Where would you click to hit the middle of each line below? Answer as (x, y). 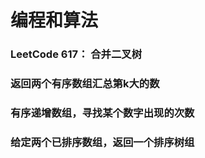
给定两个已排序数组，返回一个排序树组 (102, 142)
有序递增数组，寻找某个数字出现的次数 (102, 113)
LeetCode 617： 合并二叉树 (76, 54)
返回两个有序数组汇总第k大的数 (85, 84)
